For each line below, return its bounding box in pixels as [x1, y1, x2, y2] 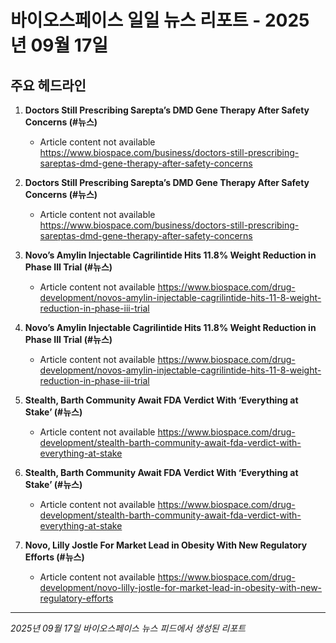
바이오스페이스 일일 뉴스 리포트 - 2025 [10, 9, 310, 32]
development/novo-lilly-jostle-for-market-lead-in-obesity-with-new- [39, 582, 323, 593]
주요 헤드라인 [10, 77, 87, 94]
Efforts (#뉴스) [24, 551, 85, 563]
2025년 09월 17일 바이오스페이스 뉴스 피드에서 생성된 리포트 [10, 622, 247, 634]
